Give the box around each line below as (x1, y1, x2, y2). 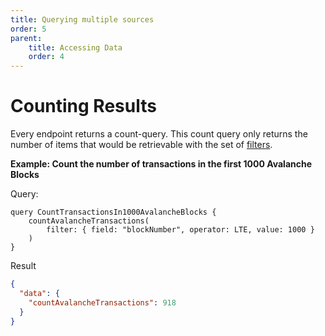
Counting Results (10, 95, 157, 118)
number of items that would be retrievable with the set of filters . (10, 139, 273, 151)
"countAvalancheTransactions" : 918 (28, 297, 177, 308)
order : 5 (10, 24, 47, 34)
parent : (10, 33, 43, 43)
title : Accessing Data (28, 42, 123, 53)
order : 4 (28, 52, 65, 62)
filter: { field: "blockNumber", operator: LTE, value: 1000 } (46, 225, 315, 235)
